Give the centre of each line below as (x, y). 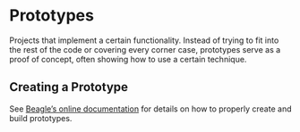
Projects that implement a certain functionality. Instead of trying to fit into (144, 40)
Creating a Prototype (69, 87)
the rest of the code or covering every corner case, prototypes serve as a (145, 49)
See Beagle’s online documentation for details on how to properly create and (150, 109)
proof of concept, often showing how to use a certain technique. (128, 59)
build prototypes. (41, 118)
